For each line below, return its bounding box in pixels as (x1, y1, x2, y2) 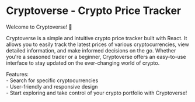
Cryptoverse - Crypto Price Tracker (6, 4, 182, 17)
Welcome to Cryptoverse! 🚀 (6, 23, 72, 30)
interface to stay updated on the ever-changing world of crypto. (6, 59, 160, 66)
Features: (6, 71, 29, 78)
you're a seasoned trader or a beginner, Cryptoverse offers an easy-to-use (6, 53, 186, 60)
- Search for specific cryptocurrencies (6, 77, 99, 84)
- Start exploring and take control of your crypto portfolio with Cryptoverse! (6, 89, 187, 96)
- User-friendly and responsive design (6, 83, 98, 90)
